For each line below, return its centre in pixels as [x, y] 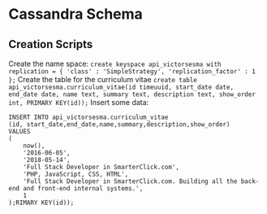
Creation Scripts [51, 44]
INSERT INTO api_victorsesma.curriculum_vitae [88, 117]
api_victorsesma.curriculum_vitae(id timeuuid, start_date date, [121, 87]
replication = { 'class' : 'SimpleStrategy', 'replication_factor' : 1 [132, 72]
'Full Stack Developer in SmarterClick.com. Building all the [130, 181]
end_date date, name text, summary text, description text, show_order [132, 94]
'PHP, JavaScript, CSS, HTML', [76, 174]
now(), [34, 146]
